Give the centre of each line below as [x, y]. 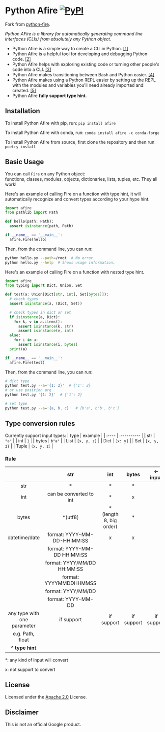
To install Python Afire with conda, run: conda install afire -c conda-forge [82, 133]
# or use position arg [28, 390]
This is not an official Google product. [43, 724]
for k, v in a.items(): [38, 322]
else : [15, 335]
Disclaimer [22, 713]
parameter [24, 626]
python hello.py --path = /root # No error [49, 258]
